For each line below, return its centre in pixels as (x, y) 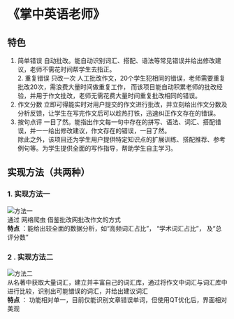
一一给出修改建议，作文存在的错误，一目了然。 (103, 131)
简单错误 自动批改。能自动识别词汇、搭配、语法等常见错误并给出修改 (116, 61)
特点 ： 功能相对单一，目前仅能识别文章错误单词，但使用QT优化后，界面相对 (117, 299)
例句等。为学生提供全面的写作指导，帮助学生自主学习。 (97, 148)
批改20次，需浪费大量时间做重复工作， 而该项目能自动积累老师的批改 (117, 87)
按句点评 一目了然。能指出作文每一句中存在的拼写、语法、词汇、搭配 (116, 122)
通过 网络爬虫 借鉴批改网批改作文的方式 (64, 219)
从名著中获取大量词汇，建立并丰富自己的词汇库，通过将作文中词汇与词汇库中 (117, 282)
